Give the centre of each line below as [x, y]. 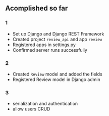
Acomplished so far [37, 8]
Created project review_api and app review [57, 39]
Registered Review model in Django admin [56, 79]
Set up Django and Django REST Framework [58, 34]
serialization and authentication [45, 104]
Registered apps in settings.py [44, 45]
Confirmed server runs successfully [50, 50]
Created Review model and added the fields [57, 74]
